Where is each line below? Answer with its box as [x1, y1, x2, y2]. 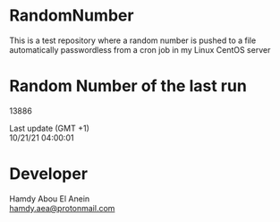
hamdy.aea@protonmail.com [9, 202, 115, 213]
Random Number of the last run [9, 76, 248, 97]
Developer [9, 164, 88, 184]
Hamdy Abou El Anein [9, 193, 90, 204]
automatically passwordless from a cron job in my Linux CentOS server [9, 44, 271, 55]
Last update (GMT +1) [9, 123, 89, 133]
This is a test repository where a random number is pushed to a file [9, 35, 257, 46]
